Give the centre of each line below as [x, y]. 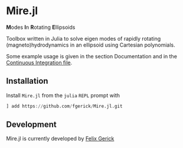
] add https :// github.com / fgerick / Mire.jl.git [64, 106]
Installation [27, 81]
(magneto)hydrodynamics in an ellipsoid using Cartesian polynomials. [91, 45]
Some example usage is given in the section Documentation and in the [91, 56]
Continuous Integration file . [39, 63]
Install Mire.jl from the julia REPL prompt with [63, 95]
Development [32, 125]
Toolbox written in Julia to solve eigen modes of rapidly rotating [84, 38]
